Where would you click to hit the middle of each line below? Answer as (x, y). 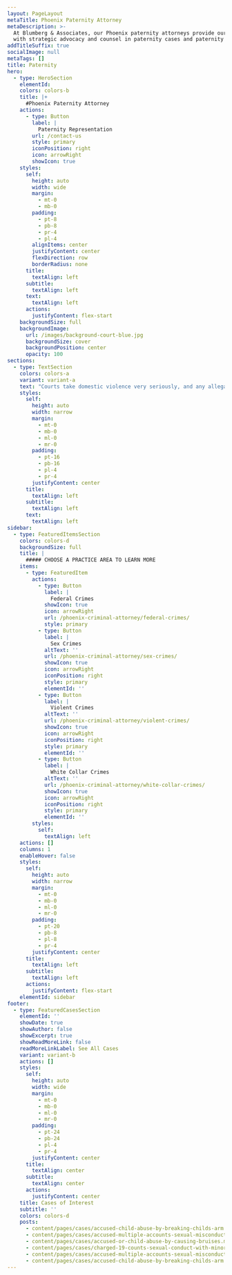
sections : (21, 361)
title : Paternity (32, 65)
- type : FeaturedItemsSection (57, 534)
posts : (29, 1222)
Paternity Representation (75, 129)
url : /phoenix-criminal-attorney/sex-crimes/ (110, 657)
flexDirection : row (60, 258)
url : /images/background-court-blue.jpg (84, 335)
